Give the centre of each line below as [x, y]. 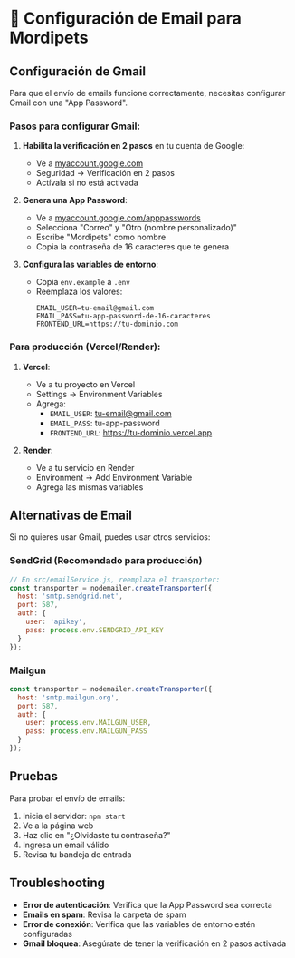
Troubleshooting [57, 883]
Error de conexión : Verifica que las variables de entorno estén [139, 924]
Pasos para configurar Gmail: [75, 126]
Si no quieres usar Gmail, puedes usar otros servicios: [110, 537]
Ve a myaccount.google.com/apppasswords [118, 218]
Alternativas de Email [71, 515]
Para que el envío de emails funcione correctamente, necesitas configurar [147, 93]
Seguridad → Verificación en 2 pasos [105, 173]
